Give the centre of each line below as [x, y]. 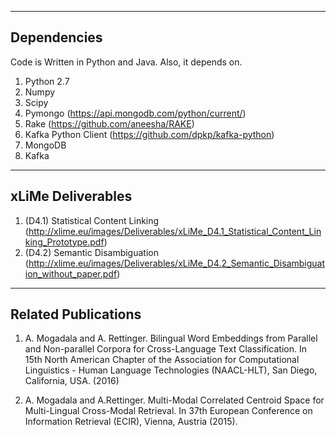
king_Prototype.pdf [64, 242]
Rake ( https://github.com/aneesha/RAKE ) [109, 123]
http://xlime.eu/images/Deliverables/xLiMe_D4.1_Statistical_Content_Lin [175, 231]
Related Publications [76, 314]
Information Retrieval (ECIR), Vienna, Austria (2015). [131, 422]
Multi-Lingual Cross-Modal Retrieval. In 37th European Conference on [168, 411]
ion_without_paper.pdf [71, 273]
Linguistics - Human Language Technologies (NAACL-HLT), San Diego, [171, 370]
